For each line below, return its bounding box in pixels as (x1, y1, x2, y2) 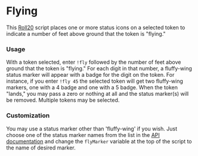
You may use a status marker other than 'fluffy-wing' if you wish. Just (6, 125, 178, 132)
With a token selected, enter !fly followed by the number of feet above (6, 58, 181, 66)
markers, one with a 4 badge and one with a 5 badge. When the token (6, 84, 178, 91)
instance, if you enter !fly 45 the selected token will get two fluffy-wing (6, 77, 184, 85)
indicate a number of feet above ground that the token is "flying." (6, 30, 166, 37)
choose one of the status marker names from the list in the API (6, 131, 160, 138)
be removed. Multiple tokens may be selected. (6, 96, 120, 104)
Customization (6, 111, 50, 120)
